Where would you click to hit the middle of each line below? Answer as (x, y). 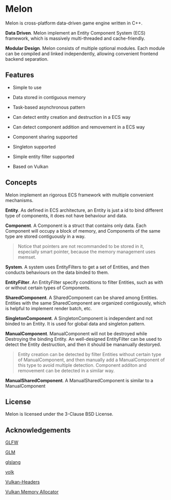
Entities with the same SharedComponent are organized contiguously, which (86, 303)
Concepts (21, 182)
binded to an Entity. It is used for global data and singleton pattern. (75, 323)
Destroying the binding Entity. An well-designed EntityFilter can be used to (84, 339)
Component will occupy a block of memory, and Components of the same (83, 231)
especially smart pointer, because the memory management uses (87, 252)
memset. (27, 257)
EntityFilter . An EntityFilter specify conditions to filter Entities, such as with (84, 282)
